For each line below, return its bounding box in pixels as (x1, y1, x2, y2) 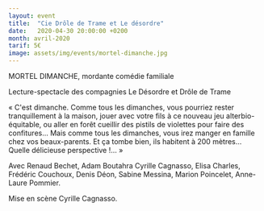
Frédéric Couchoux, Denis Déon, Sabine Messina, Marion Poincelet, (8, 170, 234, 179)
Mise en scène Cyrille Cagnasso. (8, 194, 118, 203)
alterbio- (225, 111, 255, 121)
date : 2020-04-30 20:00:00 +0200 (8, 27, 128, 35)
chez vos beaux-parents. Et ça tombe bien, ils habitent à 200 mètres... (8, 137, 242, 146)
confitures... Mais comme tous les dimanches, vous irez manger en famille (8, 128, 256, 138)
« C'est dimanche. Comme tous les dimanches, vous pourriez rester (8, 102, 235, 112)
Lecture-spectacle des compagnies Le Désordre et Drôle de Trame (8, 87, 232, 97)
